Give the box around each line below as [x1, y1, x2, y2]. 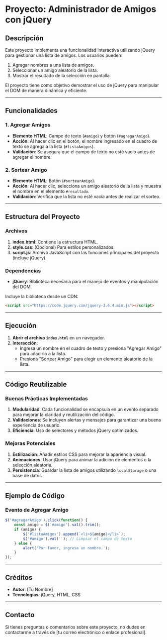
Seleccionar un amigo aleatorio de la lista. [12, 67, 98, 73]
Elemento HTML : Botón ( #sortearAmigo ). [12, 178, 95, 184]
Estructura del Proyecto [5, 213, 81, 221]
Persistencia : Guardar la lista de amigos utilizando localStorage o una [12, 467, 157, 473]
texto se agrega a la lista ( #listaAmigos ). [12, 143, 95, 149]
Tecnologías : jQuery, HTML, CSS [12, 592, 81, 598]
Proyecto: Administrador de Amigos [5, 3, 157, 15]
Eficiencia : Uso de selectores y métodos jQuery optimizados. [12, 427, 139, 433]
